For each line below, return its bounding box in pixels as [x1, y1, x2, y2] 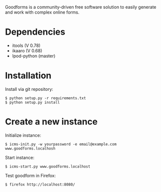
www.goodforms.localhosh [5, 146, 56, 151]
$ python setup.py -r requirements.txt [5, 95, 86, 101]
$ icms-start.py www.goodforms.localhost [5, 164, 91, 169]
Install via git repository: [5, 86, 54, 92]
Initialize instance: [5, 132, 41, 138]
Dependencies [5, 26, 65, 38]
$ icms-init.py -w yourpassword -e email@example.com [5, 142, 117, 147]
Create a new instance [5, 116, 98, 128]
